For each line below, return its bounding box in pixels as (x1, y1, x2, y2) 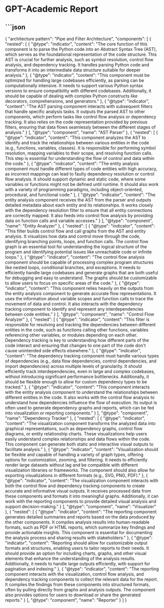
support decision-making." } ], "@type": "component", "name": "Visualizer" (5, 504, 156, 509)
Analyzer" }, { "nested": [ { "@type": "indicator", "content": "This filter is (5, 316, 150, 322)
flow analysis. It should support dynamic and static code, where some (5, 176, 146, 182)
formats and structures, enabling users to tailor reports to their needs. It (5, 545, 149, 551)
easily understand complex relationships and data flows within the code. (5, 436, 150, 442)
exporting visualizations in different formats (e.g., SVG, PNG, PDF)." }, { (5, 473, 148, 478)
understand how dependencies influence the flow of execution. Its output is (5, 400, 157, 405)
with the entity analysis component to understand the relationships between (5, 389, 158, 395)
